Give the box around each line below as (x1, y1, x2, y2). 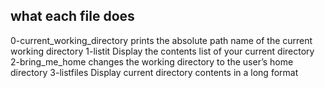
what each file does (10, 8, 135, 25)
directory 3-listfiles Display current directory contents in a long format (10, 66, 299, 78)
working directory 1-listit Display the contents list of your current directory (10, 45, 315, 57)
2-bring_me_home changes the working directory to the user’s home (10, 55, 294, 68)
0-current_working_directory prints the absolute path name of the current (10, 34, 313, 46)
